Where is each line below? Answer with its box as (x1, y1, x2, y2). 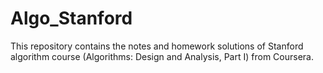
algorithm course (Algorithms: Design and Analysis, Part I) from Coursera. (10, 50, 314, 62)
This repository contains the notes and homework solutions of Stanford (10, 40, 304, 52)
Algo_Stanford (10, 7, 133, 30)
